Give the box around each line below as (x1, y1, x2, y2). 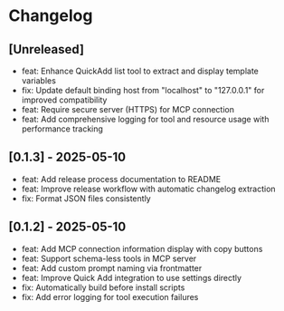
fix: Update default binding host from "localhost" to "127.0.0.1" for (21, 85, 265, 95)
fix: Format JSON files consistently (21, 192, 151, 204)
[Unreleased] (8, 42, 85, 57)
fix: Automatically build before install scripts (21, 282, 185, 293)
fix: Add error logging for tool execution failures (21, 291, 199, 302)
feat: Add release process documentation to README (21, 173, 222, 184)
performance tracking (21, 123, 103, 134)
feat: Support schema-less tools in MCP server (21, 253, 197, 264)
